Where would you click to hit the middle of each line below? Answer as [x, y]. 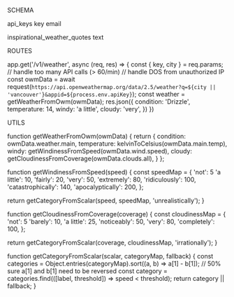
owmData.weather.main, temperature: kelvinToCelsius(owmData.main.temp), [117, 144]
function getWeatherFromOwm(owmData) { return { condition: [97, 136]
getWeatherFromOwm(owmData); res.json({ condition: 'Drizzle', [99, 102]
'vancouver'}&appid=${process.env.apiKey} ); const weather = [96, 94]
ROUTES [20, 51]
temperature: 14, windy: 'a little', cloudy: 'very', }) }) [81, 109]
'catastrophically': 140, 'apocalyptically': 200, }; [75, 187]
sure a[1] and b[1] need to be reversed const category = [87, 271]
